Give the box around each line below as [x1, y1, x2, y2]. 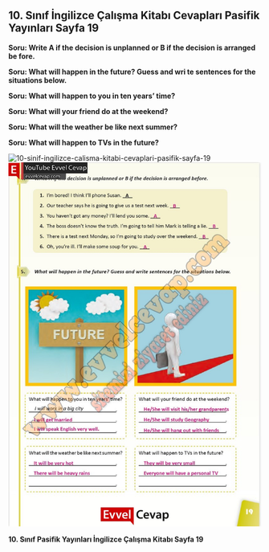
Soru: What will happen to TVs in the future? [8, 137, 159, 147]
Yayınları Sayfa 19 [8, 22, 99, 35]
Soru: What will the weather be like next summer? [8, 122, 178, 132]
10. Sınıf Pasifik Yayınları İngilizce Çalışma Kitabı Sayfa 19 [8, 534, 204, 544]
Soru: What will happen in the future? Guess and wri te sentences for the [8, 67, 256, 76]
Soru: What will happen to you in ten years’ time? [8, 91, 176, 100]
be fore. [8, 51, 35, 61]
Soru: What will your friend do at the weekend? [8, 106, 169, 116]
